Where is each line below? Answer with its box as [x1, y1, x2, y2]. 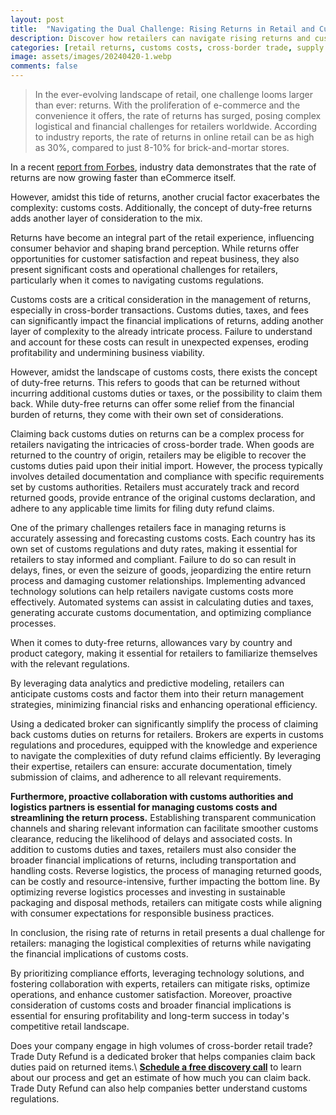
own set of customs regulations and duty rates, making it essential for [10, 543, 298, 555]
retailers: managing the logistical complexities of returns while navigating [10, 937, 312, 949]
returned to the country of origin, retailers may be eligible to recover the [10, 449, 307, 461]
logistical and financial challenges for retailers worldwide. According [34, 121, 318, 132]
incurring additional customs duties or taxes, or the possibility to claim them [10, 387, 323, 399]
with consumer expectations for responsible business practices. [10, 907, 275, 919]
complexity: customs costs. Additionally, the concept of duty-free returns [10, 202, 313, 213]
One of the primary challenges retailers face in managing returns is [10, 522, 287, 533]
